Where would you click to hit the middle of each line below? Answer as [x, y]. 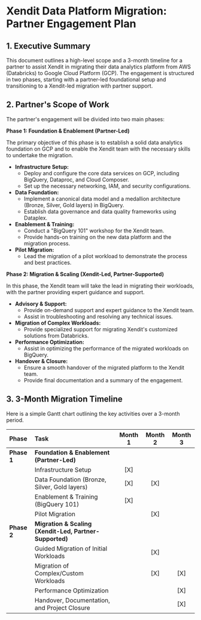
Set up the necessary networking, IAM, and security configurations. [107, 186]
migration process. [47, 243]
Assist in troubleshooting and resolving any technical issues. [98, 316]
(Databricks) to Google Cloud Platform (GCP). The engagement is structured [100, 73]
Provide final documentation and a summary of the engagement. [103, 380]
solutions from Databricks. [56, 336]
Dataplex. [36, 218]
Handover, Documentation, [73, 600]
